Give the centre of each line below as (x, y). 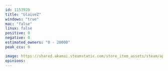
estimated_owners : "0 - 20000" (38, 42)
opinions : (15, 60)
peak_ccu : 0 (17, 47)
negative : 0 (17, 38)
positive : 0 (17, 33)
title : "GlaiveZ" (23, 14)
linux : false (19, 28)
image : (12, 56)
